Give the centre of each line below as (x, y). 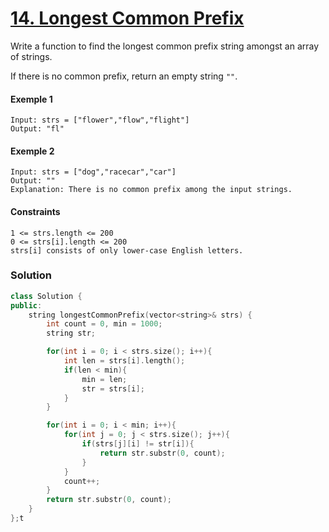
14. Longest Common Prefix (127, 18)
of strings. (31, 56)
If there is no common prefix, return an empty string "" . (124, 76)
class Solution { (46, 296)
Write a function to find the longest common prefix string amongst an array (165, 46)
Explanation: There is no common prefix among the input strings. (151, 190)
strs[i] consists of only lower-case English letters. (127, 250)
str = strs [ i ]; (113, 388)
